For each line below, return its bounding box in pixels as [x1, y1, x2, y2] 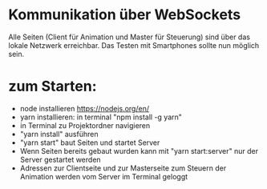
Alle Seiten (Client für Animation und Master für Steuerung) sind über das [8, 32, 251, 42]
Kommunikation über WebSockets [8, 6, 241, 24]
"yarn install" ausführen [19, 129, 99, 139]
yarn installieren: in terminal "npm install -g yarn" [19, 112, 183, 122]
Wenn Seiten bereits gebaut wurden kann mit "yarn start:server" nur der [19, 146, 259, 155]
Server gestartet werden [19, 155, 102, 164]
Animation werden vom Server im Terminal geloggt [19, 171, 188, 181]
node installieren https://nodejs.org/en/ [19, 103, 150, 113]
